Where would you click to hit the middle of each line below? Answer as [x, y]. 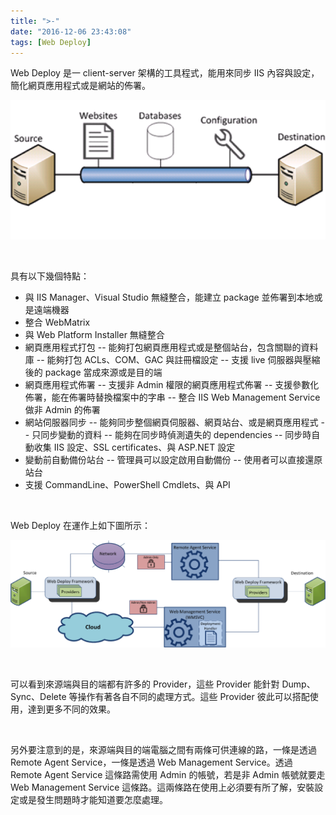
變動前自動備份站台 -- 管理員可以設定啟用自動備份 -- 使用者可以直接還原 [173, 459]
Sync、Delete [38, 697]
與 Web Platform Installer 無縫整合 [94, 334]
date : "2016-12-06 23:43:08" [71, 31]
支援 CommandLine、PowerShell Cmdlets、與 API [127, 484]
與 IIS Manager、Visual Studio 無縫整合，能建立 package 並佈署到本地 [169, 297]
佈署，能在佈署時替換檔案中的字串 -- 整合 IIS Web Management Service [172, 397]
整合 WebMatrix [57, 322]
